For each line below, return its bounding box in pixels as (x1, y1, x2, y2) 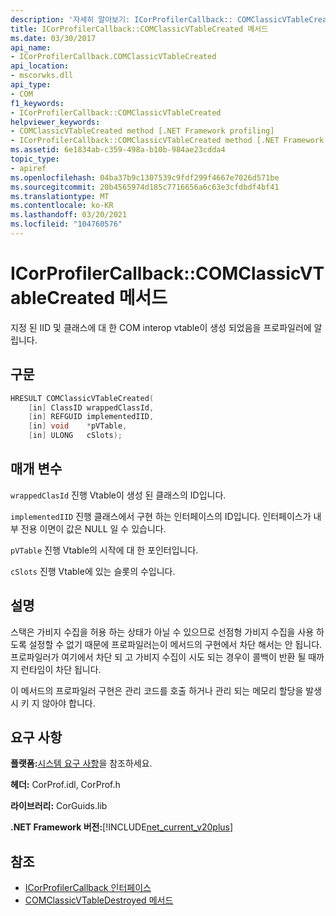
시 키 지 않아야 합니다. (10, 697, 96, 709)
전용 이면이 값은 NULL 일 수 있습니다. (20, 522, 167, 535)
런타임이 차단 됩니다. (20, 663, 102, 675)
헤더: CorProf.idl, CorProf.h (10, 779, 121, 791)
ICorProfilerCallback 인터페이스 (24, 882, 152, 894)
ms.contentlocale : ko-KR (10, 201, 114, 211)
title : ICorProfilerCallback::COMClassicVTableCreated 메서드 (10, 24, 269, 34)
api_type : (10, 80, 52, 90)
